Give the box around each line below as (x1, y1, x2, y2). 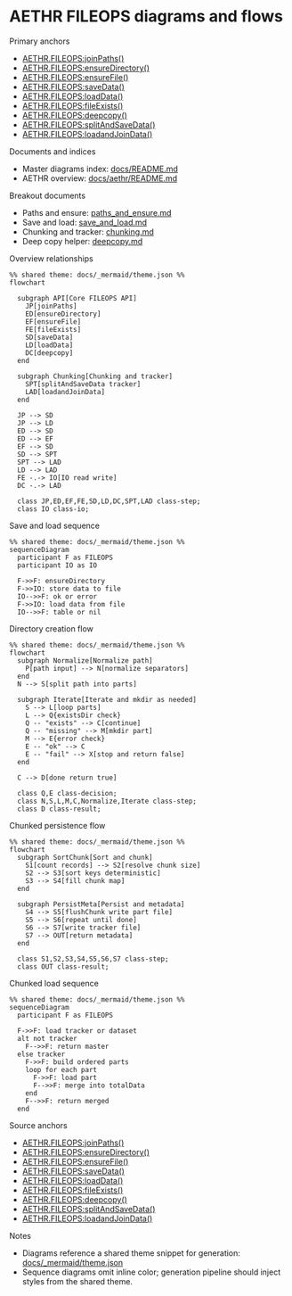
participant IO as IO (17, 560, 98, 570)
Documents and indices (9, 145, 96, 157)
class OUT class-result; (17, 962, 109, 971)
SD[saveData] (25, 333, 74, 342)
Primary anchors (9, 36, 70, 46)
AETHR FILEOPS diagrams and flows (9, 6, 283, 27)
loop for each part (25, 1065, 98, 1074)
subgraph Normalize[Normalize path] (17, 656, 153, 665)
